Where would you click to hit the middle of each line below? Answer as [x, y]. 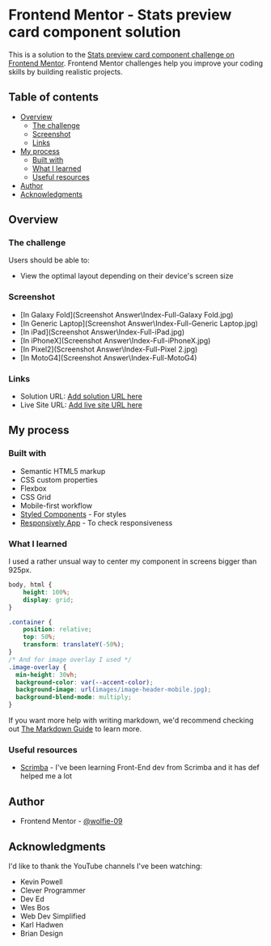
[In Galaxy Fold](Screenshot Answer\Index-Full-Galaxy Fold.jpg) [127, 314]
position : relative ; [57, 629]
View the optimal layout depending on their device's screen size [127, 276]
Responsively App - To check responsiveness [96, 522]
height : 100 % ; [47, 592]
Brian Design [41, 933]
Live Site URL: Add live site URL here [81, 405]
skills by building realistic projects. [66, 71]
